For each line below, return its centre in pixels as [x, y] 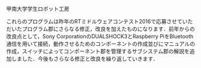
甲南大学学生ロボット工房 [38, 9]
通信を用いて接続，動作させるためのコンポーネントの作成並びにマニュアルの [101, 44]
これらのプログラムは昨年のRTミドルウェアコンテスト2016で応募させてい [97, 21]
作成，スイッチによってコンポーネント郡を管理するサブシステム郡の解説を [98, 51]
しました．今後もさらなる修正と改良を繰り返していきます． [85, 59]
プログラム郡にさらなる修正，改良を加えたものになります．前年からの [108, 29]
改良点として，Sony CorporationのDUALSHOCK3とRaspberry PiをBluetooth [100, 36]
